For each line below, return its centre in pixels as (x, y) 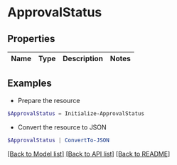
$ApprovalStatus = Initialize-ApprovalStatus (76, 113)
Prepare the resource (49, 100)
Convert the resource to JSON (62, 127)
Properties (31, 39)
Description (83, 59)
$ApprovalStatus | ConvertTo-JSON (59, 140)
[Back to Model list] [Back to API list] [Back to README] (89, 154)
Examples (29, 84)
